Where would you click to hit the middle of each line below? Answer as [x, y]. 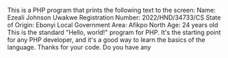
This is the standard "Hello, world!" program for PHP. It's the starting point [114, 32]
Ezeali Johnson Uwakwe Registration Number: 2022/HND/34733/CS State [114, 17]
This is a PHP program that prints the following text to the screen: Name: [112, 10]
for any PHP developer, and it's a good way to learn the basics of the [106, 40]
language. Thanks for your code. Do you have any [79, 47]
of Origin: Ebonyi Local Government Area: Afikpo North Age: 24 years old [113, 25]
